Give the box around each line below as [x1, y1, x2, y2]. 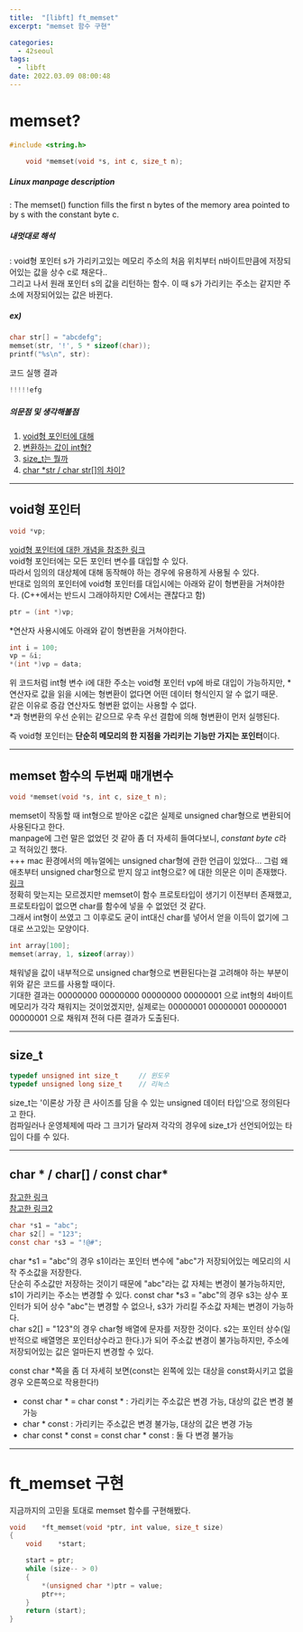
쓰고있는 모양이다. [25, 923, 89, 934]
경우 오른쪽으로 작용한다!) [9, 1376, 99, 1387]
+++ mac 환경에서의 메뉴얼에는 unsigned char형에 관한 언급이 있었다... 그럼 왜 [9, 855, 289, 866]
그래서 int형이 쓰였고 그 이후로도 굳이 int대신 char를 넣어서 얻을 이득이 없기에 [9, 911, 280, 923]
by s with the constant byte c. [9, 209, 120, 220]
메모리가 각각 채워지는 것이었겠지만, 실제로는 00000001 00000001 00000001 [9, 1001, 287, 1011]
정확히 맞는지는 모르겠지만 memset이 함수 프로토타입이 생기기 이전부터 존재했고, [9, 888, 292, 900]
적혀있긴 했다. [18, 843, 68, 855]
